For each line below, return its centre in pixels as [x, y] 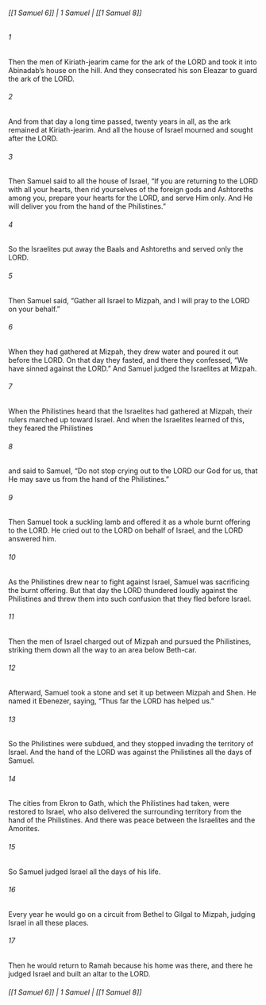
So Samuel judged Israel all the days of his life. [85, 872]
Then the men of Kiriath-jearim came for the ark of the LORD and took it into [133, 62]
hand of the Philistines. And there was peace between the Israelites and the [132, 820]
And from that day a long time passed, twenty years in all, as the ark [120, 121]
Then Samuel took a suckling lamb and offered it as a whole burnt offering [129, 522]
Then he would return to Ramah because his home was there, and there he [131, 965]
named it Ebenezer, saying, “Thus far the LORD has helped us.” [111, 701]
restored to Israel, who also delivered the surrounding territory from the [125, 812]
